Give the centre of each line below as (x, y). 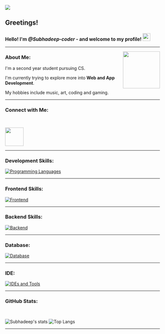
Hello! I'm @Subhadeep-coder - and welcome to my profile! (73, 39)
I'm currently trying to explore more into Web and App (60, 78)
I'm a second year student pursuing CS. (45, 68)
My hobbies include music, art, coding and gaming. (57, 92)
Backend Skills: (24, 217)
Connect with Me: (27, 110)
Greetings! (22, 23)
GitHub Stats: (22, 301)
